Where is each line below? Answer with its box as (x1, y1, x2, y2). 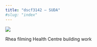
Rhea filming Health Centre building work (5, 36, 92, 42)
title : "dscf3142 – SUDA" (5, 7, 60, 13)
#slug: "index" (5, 12, 38, 17)
